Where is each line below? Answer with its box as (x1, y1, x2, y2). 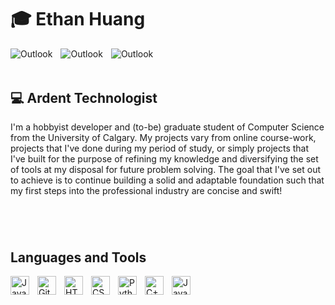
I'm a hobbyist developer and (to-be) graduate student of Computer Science (10, 121, 325, 133)
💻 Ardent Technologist (10, 89, 158, 106)
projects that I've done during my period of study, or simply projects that (10, 142, 310, 155)
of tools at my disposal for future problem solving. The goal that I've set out (10, 164, 322, 176)
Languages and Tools (10, 249, 147, 266)
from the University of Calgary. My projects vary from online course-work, (10, 132, 317, 144)
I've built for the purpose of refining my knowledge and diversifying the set (10, 153, 319, 165)
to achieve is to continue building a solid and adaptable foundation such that (10, 174, 325, 186)
